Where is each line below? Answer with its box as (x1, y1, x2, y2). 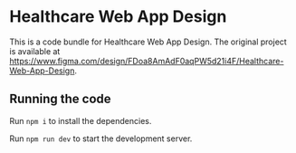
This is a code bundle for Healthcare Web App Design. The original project (9, 36, 287, 47)
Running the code (9, 91, 111, 107)
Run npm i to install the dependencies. (9, 115, 152, 126)
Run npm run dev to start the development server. (9, 133, 193, 144)
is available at (9, 45, 61, 56)
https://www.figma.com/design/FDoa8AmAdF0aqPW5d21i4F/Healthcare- (9, 55, 284, 66)
